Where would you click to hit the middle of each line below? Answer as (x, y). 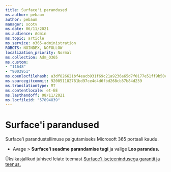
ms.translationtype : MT (31, 85)
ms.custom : (17, 62)
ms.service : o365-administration (41, 43)
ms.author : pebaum (25, 15)
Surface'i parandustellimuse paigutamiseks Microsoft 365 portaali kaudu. (82, 139)
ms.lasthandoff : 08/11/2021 (35, 95)
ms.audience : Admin (26, 34)
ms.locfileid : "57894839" (33, 100)
